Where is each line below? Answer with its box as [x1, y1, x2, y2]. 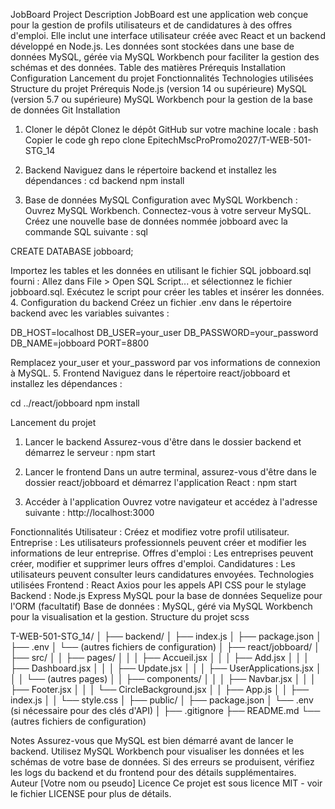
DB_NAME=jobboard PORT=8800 [10, 337, 149, 349]
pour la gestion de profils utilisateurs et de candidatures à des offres [10, 19, 293, 31]
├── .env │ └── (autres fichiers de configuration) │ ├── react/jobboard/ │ [10, 641, 320, 653]
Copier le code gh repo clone [24, 134, 146, 146]
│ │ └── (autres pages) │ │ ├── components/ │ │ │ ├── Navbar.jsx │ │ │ [10, 673, 317, 684]
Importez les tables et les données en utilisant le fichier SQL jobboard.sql [10, 265, 312, 276]
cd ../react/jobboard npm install [10, 397, 140, 409]
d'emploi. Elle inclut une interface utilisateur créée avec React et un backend [10, 30, 326, 41]
